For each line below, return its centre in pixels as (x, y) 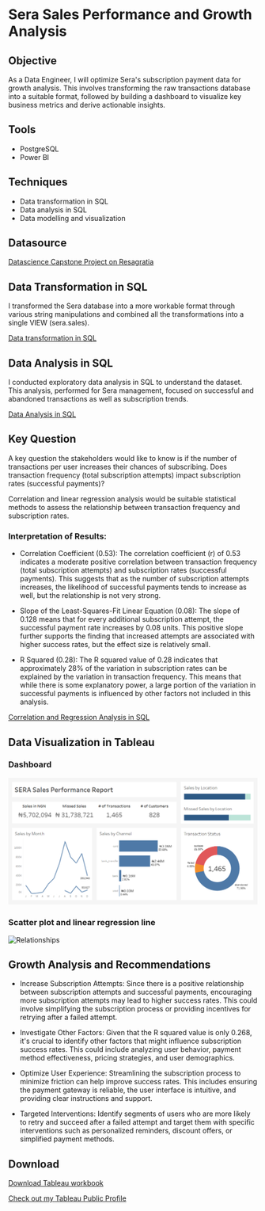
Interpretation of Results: (57, 536)
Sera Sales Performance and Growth (131, 15)
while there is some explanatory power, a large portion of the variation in (138, 685)
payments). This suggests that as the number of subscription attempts (134, 579)
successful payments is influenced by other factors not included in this (135, 694)
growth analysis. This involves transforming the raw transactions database (129, 88)
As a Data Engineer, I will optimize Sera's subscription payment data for (125, 80)
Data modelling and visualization (73, 218)
